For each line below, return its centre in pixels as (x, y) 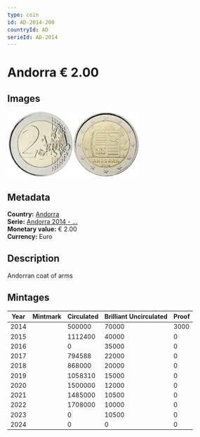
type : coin (23, 15)
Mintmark (47, 317)
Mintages (28, 298)
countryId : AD (28, 30)
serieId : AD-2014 (33, 37)
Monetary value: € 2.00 (42, 229)
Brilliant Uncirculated (136, 317)
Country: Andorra (33, 214)
